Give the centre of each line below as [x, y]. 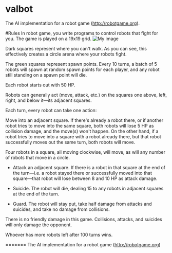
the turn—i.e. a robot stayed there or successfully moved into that [82, 173]
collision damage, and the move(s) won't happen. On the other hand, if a [82, 131]
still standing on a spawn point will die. [46, 75]
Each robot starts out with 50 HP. [40, 85]
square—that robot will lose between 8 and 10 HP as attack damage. [85, 178]
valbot [19, 9]
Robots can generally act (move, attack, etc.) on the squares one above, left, [86, 95]
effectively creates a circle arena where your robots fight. [66, 54]
